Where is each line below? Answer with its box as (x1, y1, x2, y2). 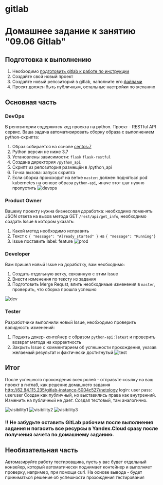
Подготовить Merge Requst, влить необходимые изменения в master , (12, 281, 156, 287)
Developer (5, 251, 30, 257)
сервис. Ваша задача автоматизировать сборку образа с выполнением (5, 129, 155, 135)
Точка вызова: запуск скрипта (12, 169, 75, 175)
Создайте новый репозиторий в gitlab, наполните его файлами (12, 79, 143, 85)
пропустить (12, 185, 36, 191)
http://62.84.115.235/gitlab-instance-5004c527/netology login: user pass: (5, 387, 152, 393)
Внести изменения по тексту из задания (12, 276, 96, 282)
